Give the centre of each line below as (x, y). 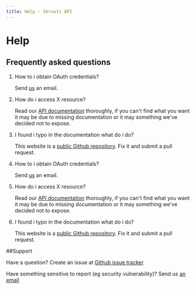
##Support (19, 251)
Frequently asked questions (58, 62)
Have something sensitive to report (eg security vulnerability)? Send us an (96, 274)
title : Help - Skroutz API (39, 11)
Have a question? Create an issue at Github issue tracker (75, 262)
